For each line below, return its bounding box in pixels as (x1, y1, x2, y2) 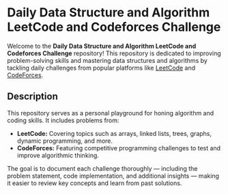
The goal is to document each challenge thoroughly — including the (7, 164, 198, 172)
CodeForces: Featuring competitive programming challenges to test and (16, 143, 220, 152)
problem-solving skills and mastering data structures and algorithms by (7, 56, 208, 64)
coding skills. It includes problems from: (7, 116, 119, 124)
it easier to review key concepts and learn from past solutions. (7, 179, 182, 187)
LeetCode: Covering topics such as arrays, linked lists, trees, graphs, (16, 129, 212, 137)
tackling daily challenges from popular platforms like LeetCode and (7, 64, 196, 72)
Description (7, 91, 58, 102)
